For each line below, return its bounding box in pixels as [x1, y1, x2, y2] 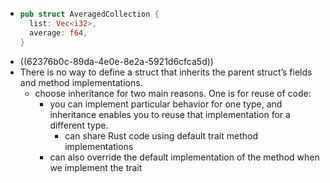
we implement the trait [49, 161, 143, 173]
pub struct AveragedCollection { [19, 9, 160, 19]
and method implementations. [19, 76, 143, 88]
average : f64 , [29, 28, 88, 38]
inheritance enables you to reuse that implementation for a [49, 108, 291, 120]
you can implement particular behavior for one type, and [49, 98, 283, 110]
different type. [49, 119, 109, 131]
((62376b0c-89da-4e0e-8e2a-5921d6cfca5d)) [19, 55, 214, 67]
